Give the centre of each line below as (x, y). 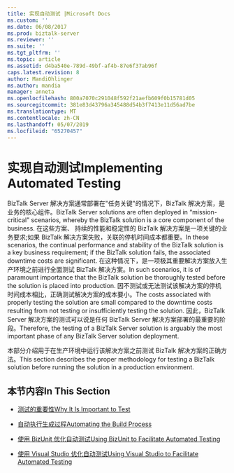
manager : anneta (31, 92)
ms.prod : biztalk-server (43, 33)
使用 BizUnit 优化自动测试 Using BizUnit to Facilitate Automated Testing (119, 439)
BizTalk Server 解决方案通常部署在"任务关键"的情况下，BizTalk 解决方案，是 (116, 203)
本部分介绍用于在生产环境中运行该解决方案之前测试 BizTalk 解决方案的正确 (114, 350)
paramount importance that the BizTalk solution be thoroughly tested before (116, 277)
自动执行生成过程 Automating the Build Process (85, 424)
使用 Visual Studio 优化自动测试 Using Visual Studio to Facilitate (108, 454)
